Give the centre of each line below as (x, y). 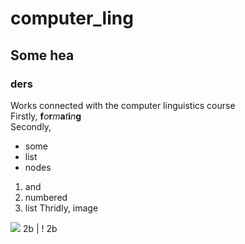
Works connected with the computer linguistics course (123, 105)
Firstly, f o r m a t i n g (46, 116)
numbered (46, 197)
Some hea (42, 55)
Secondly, (31, 126)
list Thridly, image (61, 208)
